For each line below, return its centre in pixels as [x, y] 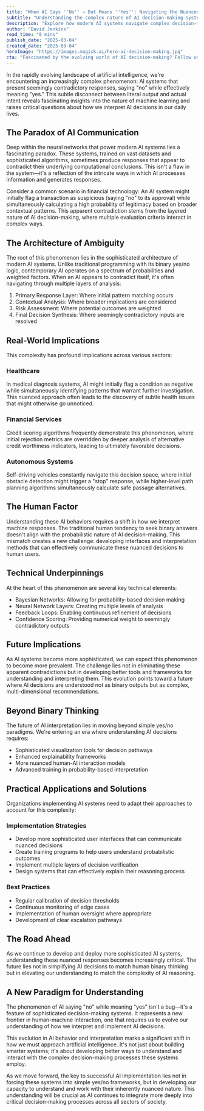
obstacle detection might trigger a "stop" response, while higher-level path [100, 481]
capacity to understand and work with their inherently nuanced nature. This [101, 1089]
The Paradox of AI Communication [73, 133]
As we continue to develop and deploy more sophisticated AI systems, [94, 954]
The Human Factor [42, 507]
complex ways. [25, 224]
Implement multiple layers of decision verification [76, 865]
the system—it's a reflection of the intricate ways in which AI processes [96, 173]
